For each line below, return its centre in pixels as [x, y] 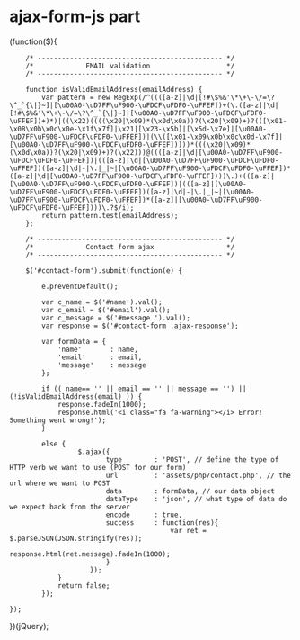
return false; [84, 586]
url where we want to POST [60, 483]
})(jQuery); [29, 626]
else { [54, 444]
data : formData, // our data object [190, 491]
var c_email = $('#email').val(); [106, 310]
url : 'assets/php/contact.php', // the [199, 475]
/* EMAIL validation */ [130, 66]
